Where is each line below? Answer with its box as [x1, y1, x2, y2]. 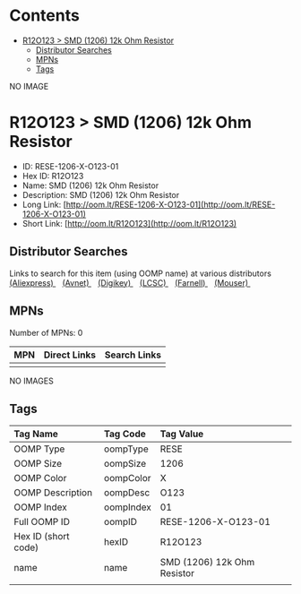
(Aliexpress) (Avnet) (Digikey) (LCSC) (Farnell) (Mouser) [9, 277, 249, 288]
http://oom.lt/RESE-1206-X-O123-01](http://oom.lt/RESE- [65, 199, 276, 210]
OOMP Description [13, 486, 92, 499]
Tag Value [159, 427, 204, 440]
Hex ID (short [13, 530, 70, 543]
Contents [9, 5, 81, 26]
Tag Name [13, 427, 58, 440]
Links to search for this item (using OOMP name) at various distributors [9, 268, 271, 279]
